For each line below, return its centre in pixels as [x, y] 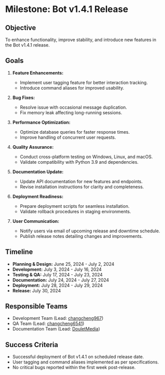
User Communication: [36, 221]
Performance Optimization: [41, 122]
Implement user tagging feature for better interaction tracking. [84, 82]
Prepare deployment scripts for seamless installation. [75, 206]
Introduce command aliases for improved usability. [72, 88]
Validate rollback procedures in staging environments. [75, 211]
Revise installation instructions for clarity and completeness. [82, 187]
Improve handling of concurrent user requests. [68, 137]
